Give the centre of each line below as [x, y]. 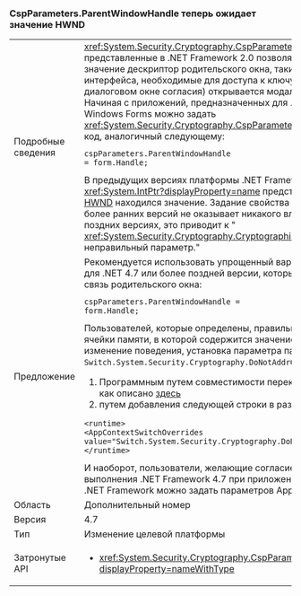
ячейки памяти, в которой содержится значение [190, 339]
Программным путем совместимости [182, 382]
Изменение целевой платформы [155, 534]
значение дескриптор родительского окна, [178, 69]
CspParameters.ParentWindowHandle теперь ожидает [133, 13]
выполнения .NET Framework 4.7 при [164, 479]
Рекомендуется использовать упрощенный [179, 262]
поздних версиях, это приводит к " [159, 225]
